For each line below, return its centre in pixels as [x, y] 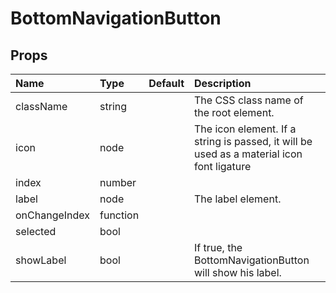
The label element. [238, 199]
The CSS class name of [249, 100]
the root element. [234, 112]
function [119, 215]
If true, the [218, 247]
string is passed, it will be [253, 141]
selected [36, 231]
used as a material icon [248, 154]
